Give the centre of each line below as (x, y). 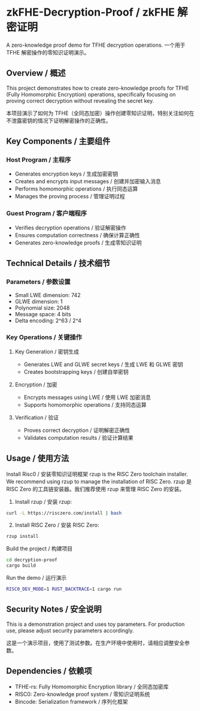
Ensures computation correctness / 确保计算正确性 (78, 235)
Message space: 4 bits (43, 314)
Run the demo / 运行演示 (37, 578)
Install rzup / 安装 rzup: (43, 501)
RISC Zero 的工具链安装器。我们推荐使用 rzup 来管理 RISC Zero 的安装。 (96, 489)
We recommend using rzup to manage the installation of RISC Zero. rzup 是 (99, 481)
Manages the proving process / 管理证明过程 (70, 196)
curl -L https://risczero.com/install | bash (64, 513)
